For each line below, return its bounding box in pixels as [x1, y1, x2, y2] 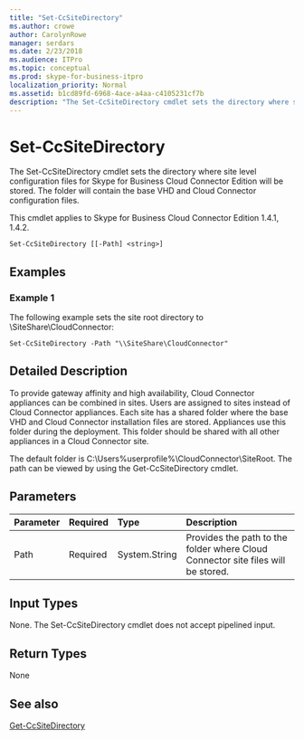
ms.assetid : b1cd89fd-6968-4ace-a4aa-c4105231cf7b [9, 89, 204, 98]
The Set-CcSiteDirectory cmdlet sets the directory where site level [9, 166, 257, 177]
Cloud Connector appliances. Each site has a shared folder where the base [9, 406, 289, 417]
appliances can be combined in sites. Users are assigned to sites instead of [9, 397, 291, 408]
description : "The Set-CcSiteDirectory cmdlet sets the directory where [9, 97, 290, 107]
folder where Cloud [185, 542, 269, 555]
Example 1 [9, 291, 55, 304]
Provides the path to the [185, 531, 288, 544]
